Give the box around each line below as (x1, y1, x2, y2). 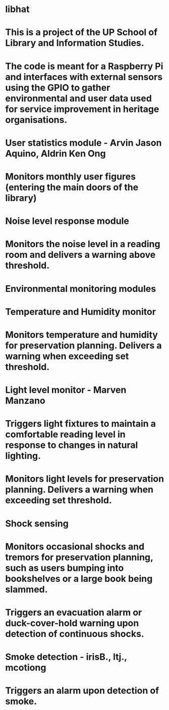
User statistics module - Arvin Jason (5, 137, 162, 148)
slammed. (5, 583, 48, 595)
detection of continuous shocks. (5, 628, 145, 639)
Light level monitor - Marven (5, 384, 127, 396)
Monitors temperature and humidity (5, 329, 158, 340)
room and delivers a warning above (5, 249, 156, 261)
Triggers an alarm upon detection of (5, 685, 159, 696)
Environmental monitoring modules (5, 283, 156, 294)
